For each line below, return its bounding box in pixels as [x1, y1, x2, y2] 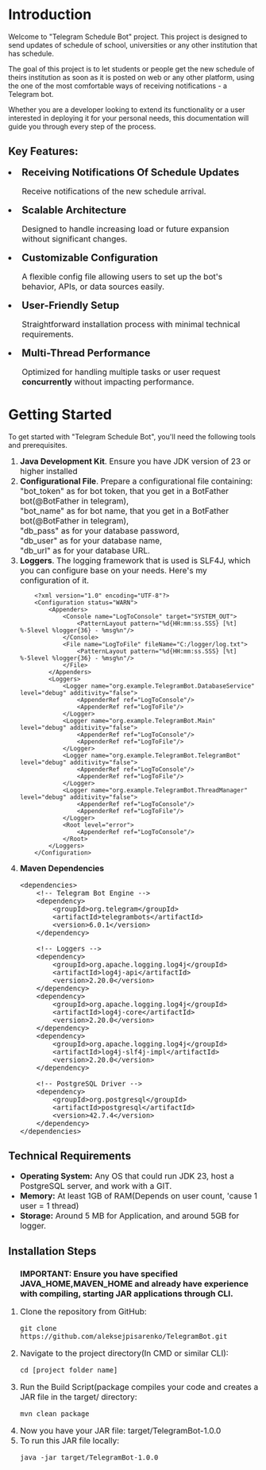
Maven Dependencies [19, 862, 105, 874]
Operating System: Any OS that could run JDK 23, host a [19, 1170, 234, 1181]
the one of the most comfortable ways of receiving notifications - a [8, 81, 228, 91]
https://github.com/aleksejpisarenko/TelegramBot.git [19, 1332, 228, 1341]
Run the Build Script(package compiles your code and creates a [19, 1382, 259, 1393]
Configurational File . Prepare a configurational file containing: [19, 475, 253, 486]
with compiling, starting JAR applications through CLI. [19, 1288, 233, 1299]
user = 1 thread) [19, 1200, 79, 1211]
